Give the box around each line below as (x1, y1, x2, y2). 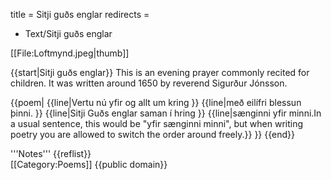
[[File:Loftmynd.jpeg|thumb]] (10, 47, 130, 59)
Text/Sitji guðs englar (24, 28, 113, 39)
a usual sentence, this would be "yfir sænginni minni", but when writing (10, 118, 304, 129)
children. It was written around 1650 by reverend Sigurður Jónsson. (10, 77, 288, 89)
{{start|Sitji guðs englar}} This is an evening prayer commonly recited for (10, 67, 310, 78)
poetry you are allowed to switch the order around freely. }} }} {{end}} (10, 129, 295, 140)
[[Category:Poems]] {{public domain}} (10, 159, 168, 170)
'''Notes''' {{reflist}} (10, 148, 92, 159)
